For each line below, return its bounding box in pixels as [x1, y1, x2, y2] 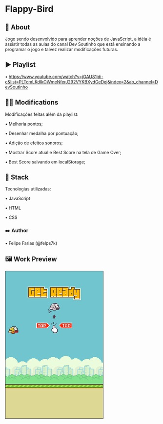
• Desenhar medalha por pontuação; [5, 130, 79, 136]
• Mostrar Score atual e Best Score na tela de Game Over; [5, 149, 122, 155]
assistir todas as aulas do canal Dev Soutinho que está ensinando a [5, 41, 141, 47]
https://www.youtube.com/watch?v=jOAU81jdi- [8, 74, 103, 79]
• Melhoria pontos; [5, 121, 43, 127]
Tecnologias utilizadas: [5, 186, 51, 192]
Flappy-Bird [5, 3, 54, 15]
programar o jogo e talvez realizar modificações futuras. [5, 47, 119, 52]
